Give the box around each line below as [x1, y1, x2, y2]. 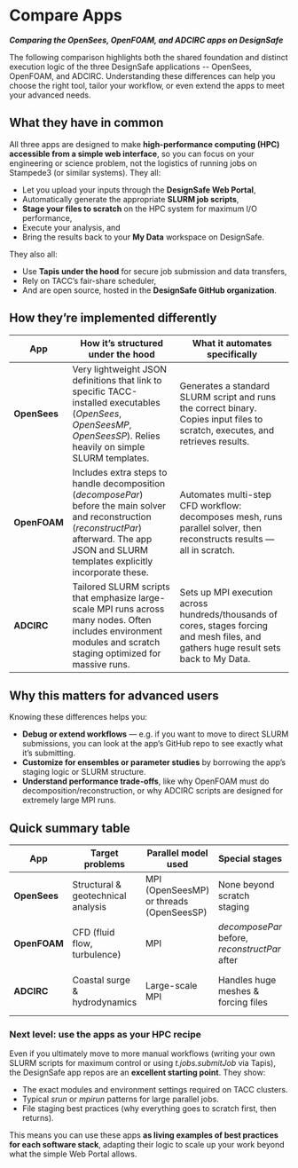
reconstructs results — [179, 533, 275, 545]
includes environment [72, 625, 162, 637]
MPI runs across [97, 603, 165, 615]
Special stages [218, 853, 282, 865]
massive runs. [72, 658, 130, 670]
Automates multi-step [179, 488, 272, 501]
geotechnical [72, 889, 127, 902]
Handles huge [218, 974, 277, 986]
